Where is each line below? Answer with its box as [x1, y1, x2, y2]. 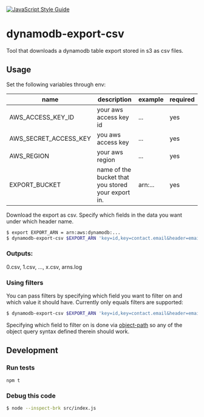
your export [97, 188, 131, 197]
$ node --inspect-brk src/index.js [6, 405, 97, 411]
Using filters [6, 278, 44, 286]
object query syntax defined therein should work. [6, 328, 130, 335]
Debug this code [6, 392, 56, 400]
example [138, 95, 164, 103]
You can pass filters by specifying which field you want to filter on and [6, 292, 183, 300]
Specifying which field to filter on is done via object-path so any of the [6, 321, 183, 328]
